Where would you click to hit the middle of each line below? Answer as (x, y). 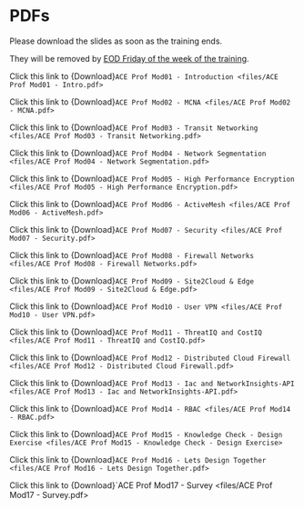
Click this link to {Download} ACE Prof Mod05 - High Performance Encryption (152, 178)
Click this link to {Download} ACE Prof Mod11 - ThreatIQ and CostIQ (136, 332)
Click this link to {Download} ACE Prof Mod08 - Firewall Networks (132, 254)
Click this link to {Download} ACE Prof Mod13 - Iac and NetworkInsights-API (152, 383)
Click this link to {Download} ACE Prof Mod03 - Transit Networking (134, 127)
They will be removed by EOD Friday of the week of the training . (129, 58)
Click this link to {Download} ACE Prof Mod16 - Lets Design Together (138, 459)
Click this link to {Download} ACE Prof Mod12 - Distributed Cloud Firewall (150, 357)
